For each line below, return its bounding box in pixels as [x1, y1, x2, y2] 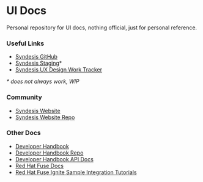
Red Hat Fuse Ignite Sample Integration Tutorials [15, 169, 137, 176]
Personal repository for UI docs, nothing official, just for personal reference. [6, 24, 197, 31]
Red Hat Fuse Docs [15, 162, 64, 169]
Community [6, 93, 42, 101]
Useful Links [6, 39, 45, 48]
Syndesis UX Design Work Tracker [15, 66, 103, 73]
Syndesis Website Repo [15, 114, 75, 121]
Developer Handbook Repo [15, 149, 84, 156]
